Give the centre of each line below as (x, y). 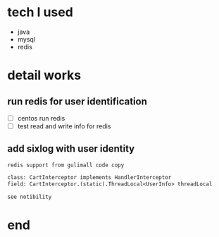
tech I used (40, 12)
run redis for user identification (77, 101)
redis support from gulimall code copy (66, 165)
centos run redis (41, 118)
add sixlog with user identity (71, 149)
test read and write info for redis (64, 126)
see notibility (30, 197)
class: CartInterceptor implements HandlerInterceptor (89, 177)
